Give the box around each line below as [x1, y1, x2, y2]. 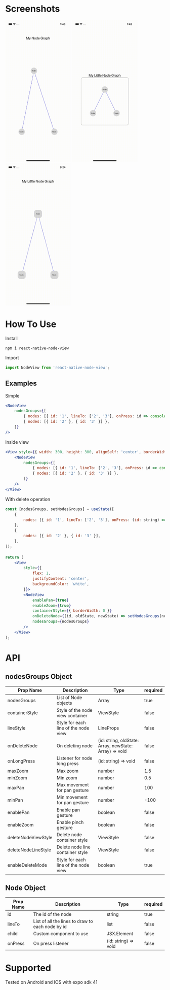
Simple [5, 392, 20, 399]
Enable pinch [56, 819, 84, 825]
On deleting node [56, 743, 93, 749]
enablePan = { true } [32, 598, 69, 603]
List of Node [56, 695, 82, 701]
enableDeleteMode [7, 862, 47, 868]
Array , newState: [98, 743, 133, 749]
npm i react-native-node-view [5, 346, 69, 351]
